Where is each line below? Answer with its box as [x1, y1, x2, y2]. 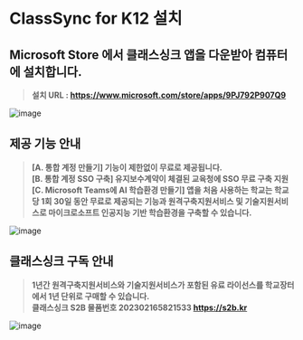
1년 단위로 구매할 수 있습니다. [48, 290, 150, 301]
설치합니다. [23, 64, 82, 80]
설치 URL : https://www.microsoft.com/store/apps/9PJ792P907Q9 [31, 90, 287, 100]
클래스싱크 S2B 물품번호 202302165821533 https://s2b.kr [31, 302, 248, 313]
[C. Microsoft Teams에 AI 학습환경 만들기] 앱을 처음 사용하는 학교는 [31, 184, 273, 195]
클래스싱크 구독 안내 [9, 254, 114, 269]
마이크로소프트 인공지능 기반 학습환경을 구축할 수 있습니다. [48, 207, 252, 218]
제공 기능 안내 [9, 137, 81, 152]
